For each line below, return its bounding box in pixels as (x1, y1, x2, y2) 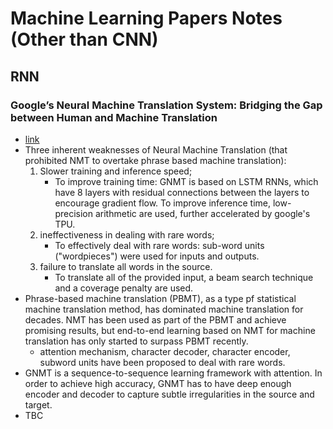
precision (54, 207, 93, 219)
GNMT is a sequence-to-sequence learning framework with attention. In (24, 367, 323, 379)
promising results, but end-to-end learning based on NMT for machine (24, 324, 316, 336)
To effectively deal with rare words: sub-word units (54, 239, 265, 251)
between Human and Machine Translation (10, 110, 218, 124)
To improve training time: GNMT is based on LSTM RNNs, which (54, 175, 319, 187)
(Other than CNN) (10, 28, 159, 51)
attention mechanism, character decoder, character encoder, (39, 345, 291, 357)
